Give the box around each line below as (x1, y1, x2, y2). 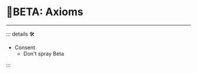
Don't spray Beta (23, 50, 64, 57)
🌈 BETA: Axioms (6, 5, 84, 19)
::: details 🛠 (6, 30, 35, 37)
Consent (14, 44, 36, 51)
